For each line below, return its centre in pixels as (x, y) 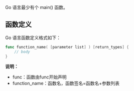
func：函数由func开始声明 (39, 77)
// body (22, 51)
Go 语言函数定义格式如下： (33, 37)
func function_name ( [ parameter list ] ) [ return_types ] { (67, 47)
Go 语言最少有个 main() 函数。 (36, 7)
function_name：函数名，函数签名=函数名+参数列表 (66, 83)
